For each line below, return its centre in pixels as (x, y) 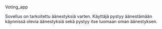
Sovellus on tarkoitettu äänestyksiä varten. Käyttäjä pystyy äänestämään (79, 16)
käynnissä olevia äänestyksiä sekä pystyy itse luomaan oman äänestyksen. (81, 22)
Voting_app (16, 7)
